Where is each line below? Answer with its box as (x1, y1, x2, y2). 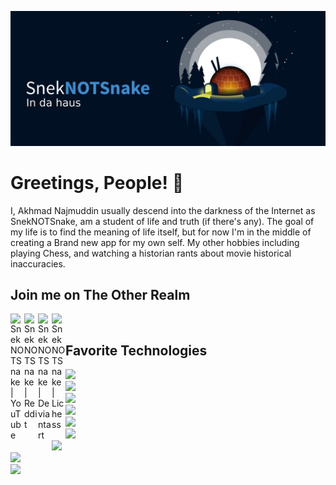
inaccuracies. (10, 257, 66, 270)
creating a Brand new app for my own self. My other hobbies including (10, 236, 300, 248)
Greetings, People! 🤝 (10, 171, 185, 194)
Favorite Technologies (65, 342, 208, 359)
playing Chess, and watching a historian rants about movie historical (10, 247, 292, 259)
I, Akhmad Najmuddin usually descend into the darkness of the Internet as (10, 204, 316, 216)
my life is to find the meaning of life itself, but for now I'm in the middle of (10, 226, 312, 238)
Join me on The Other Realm (10, 286, 191, 303)
